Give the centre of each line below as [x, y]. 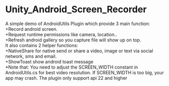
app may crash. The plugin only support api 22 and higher [66, 78]
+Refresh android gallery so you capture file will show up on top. [73, 40]
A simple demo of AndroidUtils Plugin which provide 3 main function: [78, 24]
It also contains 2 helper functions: [42, 45]
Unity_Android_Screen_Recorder [76, 9]
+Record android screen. [31, 29]
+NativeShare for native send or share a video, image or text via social [79, 51]
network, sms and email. [31, 56]
